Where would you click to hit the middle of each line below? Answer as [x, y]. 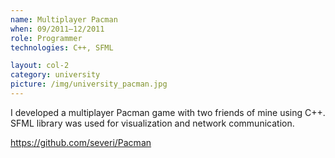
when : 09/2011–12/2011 [57, 29]
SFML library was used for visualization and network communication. [152, 123]
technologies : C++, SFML [62, 47]
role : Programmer [46, 38]
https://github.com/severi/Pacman [81, 142]
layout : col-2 [40, 66]
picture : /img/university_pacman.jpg [89, 84]
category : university [55, 75]
